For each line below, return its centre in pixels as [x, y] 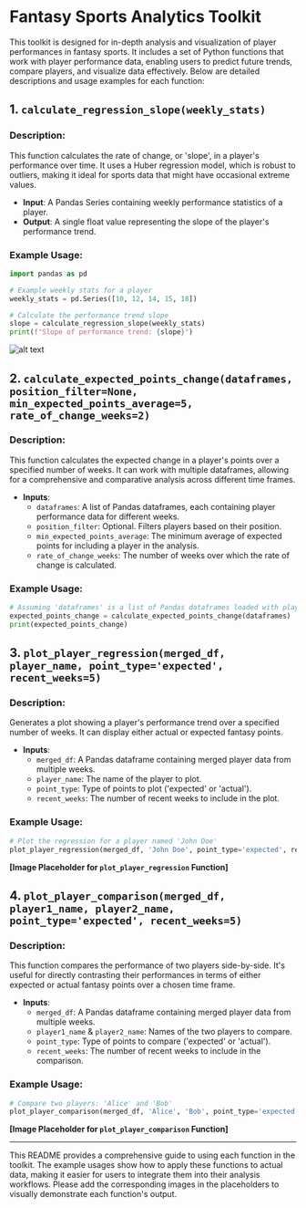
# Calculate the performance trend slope [89, 315]
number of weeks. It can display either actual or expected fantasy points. [147, 733]
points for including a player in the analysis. [117, 546]
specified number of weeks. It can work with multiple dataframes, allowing [149, 469]
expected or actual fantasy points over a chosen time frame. [122, 985]
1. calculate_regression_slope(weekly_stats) [138, 110]
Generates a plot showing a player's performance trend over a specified [144, 723]
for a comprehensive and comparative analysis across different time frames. [153, 479]
